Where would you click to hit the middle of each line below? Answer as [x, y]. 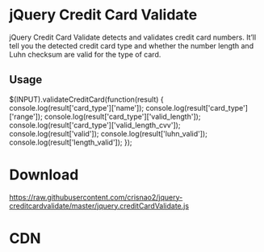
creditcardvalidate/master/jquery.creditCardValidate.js [99, 206]
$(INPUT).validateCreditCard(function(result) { [86, 99]
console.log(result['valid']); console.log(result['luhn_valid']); [109, 133]
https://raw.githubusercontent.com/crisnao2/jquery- [96, 197]
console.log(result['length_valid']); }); [71, 142]
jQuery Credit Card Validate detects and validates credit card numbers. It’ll [133, 37]
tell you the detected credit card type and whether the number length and [131, 45]
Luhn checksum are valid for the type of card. [85, 54]
